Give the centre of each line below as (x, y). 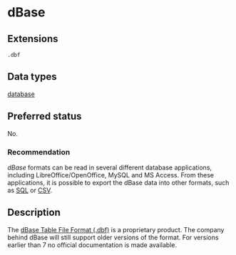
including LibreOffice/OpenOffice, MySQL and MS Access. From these (111, 175)
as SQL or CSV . (30, 190)
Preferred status (45, 116)
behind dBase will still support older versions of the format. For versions (113, 237)
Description (34, 213)
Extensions (33, 39)
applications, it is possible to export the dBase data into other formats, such (118, 182)
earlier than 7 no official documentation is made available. (92, 245)
